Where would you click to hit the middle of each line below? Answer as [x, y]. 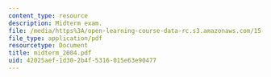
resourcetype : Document [48, 46]
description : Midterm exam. [56, 23]
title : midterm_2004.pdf [50, 53]
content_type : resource [48, 16]
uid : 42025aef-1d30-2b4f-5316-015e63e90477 [83, 61]
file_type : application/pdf [56, 38]
